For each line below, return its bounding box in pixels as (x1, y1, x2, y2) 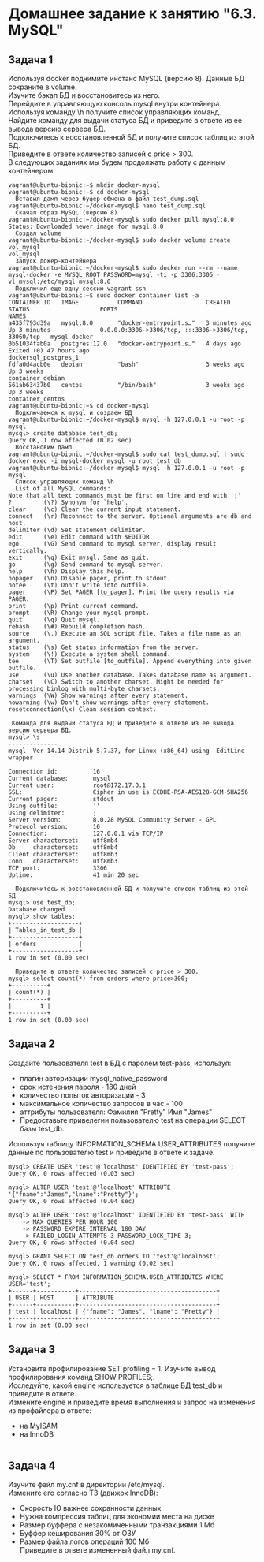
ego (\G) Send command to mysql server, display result (8, 540, 217, 548)
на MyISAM (19, 1421, 58, 1430)
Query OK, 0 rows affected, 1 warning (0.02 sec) (8, 1259, 175, 1267)
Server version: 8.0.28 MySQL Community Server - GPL (8, 816, 217, 824)
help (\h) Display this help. (8, 568, 125, 576)
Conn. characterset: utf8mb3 (8, 857, 118, 865)
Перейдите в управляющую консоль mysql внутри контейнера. (8, 99, 222, 108)
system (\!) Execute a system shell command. (8, 651, 171, 658)
